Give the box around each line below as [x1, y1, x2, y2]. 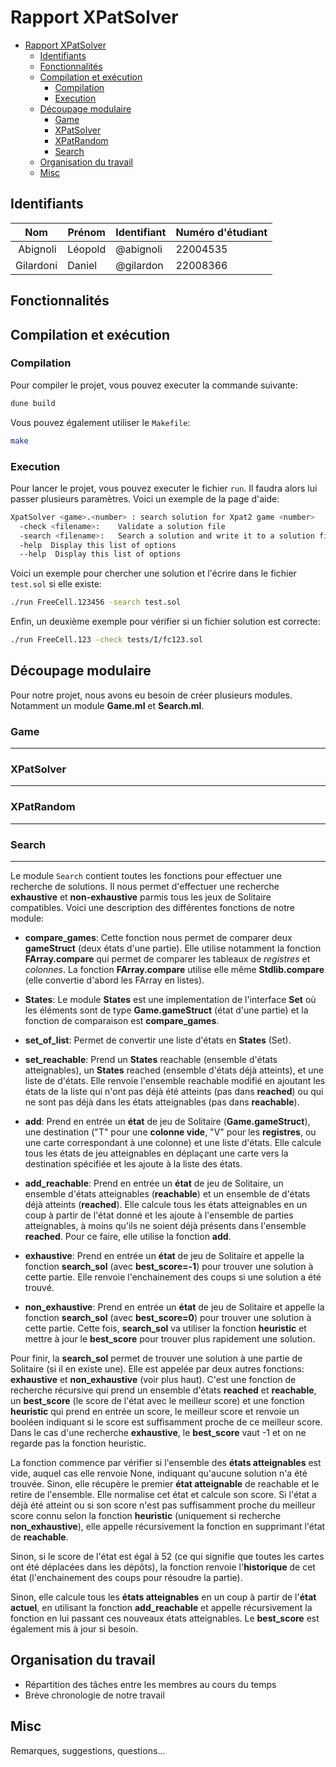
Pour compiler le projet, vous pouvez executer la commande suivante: [10, 379, 298, 391]
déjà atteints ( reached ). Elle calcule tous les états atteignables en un [24, 1199, 308, 1210]
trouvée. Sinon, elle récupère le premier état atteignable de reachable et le [10, 1478, 320, 1490]
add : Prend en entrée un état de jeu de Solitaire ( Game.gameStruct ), [24, 1116, 311, 1127]
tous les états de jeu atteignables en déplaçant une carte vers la [24, 1147, 289, 1159]
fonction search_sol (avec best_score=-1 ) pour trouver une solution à [24, 1261, 314, 1272]
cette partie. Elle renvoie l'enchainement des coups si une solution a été [24, 1271, 322, 1283]
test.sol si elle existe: [10, 578, 102, 590]
